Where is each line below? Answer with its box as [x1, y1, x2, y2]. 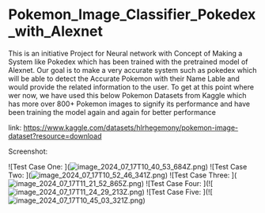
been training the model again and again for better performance [8, 107, 216, 116]
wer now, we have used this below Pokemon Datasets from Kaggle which [8, 90, 247, 100]
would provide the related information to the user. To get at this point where [8, 82, 255, 92]
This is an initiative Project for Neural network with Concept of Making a [8, 48, 243, 58]
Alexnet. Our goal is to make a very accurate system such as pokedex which [8, 65, 257, 74]
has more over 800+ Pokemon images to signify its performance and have [8, 99, 251, 108]
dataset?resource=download [8, 131, 102, 140]
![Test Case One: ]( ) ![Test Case [8, 162, 248, 171]
